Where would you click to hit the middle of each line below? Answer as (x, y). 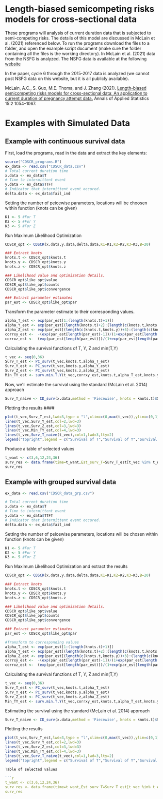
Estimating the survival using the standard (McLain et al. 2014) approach (77, 711)
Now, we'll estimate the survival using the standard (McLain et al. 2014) (76, 384)
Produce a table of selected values (40, 449)
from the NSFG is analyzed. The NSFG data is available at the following (76, 58)
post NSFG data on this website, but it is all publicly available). (67, 78)
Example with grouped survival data (61, 482)
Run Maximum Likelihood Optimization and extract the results (66, 566)
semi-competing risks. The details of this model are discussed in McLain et (80, 38)
